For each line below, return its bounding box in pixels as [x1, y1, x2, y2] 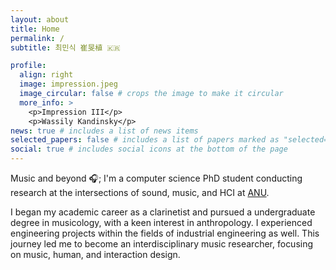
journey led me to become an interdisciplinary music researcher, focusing [10, 238, 314, 250]
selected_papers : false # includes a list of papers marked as [10, 135, 280, 145]
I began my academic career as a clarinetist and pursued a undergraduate [10, 206, 316, 218]
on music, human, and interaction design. [10, 249, 181, 260]
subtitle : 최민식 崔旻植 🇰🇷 [10, 42, 121, 53]
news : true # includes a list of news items [10, 126, 199, 136]
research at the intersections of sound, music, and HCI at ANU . [10, 187, 270, 198]
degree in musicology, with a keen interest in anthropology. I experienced [10, 217, 313, 228]
